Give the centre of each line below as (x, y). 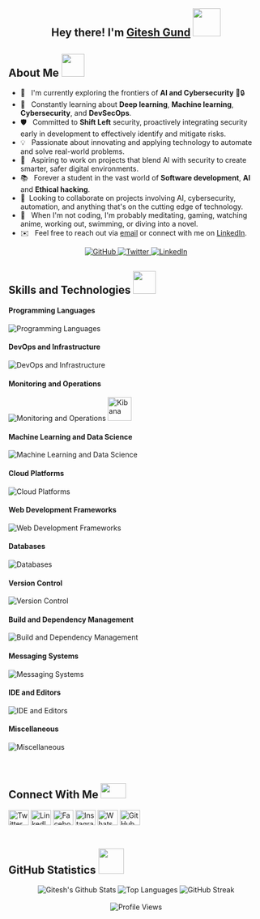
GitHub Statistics (52, 870)
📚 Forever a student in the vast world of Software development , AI (135, 178)
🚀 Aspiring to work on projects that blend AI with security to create (133, 160)
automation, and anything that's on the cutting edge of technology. (132, 206)
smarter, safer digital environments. (79, 169)
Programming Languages (52, 311)
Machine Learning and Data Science (70, 436)
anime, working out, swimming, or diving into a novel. (109, 224)
